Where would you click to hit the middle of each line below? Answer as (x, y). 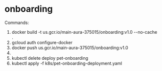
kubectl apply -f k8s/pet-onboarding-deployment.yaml (67, 63)
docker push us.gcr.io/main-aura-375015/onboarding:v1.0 (70, 47)
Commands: (17, 23)
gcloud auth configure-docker (42, 42)
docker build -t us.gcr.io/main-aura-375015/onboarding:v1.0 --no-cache (84, 32)
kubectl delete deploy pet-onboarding (50, 58)
